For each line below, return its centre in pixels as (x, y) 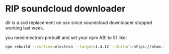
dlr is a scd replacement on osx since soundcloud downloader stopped (79, 22)
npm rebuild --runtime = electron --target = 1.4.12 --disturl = (70, 46)
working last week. (25, 27)
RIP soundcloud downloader (65, 9)
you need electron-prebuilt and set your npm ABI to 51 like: (66, 37)
